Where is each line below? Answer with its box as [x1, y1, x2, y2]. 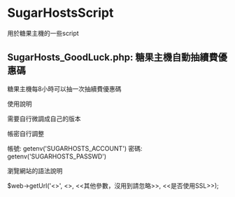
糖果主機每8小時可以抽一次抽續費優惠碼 [7, 84, 122, 93]
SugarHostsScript [7, 5, 114, 21]
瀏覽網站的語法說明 [7, 166, 63, 175]
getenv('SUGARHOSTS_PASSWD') [7, 152, 107, 161]
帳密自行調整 [7, 129, 44, 137]
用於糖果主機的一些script [7, 29, 79, 37]
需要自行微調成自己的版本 [7, 114, 81, 123]
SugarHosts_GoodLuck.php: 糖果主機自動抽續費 [7, 51, 218, 64]
